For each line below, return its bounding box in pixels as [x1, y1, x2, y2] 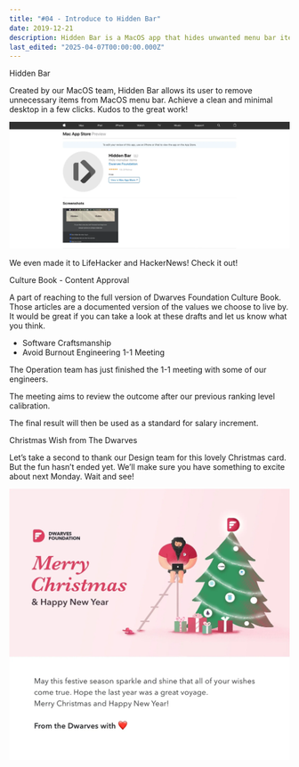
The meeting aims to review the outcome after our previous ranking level [9, 392, 276, 402]
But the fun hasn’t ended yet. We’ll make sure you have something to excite [9, 462, 286, 472]
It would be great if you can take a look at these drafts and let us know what [9, 311, 287, 322]
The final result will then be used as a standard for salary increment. [9, 418, 259, 429]
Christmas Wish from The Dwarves [9, 435, 138, 446]
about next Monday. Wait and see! [9, 472, 135, 482]
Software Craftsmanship [21, 338, 112, 349]
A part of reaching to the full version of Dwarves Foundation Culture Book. [9, 292, 282, 303]
